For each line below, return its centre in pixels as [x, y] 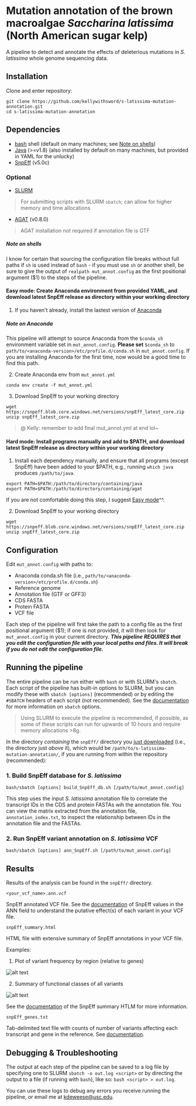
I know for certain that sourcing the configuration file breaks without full [93, 258]
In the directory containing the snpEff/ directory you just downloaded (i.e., [96, 742]
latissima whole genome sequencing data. [57, 58]
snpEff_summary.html [31, 928]
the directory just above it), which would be [59, 747]
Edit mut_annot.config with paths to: [49, 564]
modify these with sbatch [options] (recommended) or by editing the [90, 694]
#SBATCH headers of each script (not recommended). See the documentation [97, 700]
